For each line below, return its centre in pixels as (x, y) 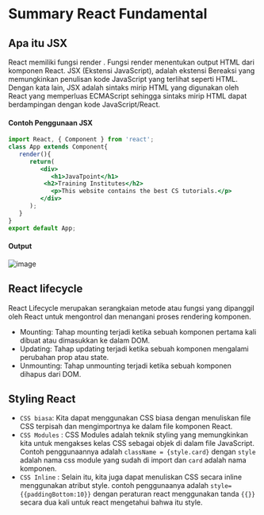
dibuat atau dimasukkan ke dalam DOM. (85, 340)
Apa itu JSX (38, 43)
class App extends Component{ (58, 147)
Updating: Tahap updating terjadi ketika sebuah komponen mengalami (134, 348)
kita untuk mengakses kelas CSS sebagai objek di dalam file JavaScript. (137, 443)
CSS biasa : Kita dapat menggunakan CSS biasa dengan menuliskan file (135, 418)
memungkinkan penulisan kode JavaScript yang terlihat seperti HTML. (123, 79)
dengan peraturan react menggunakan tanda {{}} (174, 494)
